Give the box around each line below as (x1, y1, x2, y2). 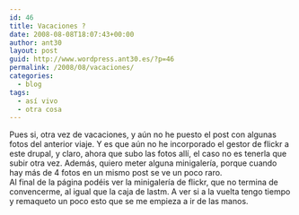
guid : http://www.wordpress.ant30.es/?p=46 (9, 55, 175, 64)
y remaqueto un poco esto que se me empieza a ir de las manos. (9, 196, 249, 207)
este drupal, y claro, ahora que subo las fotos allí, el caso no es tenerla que (9, 149, 287, 159)
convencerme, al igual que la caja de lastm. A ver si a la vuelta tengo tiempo (9, 186, 291, 197)
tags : (9, 88, 30, 97)
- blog (17, 80, 42, 89)
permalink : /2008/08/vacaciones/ (9, 64, 135, 73)
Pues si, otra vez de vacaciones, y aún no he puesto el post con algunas (9, 129, 277, 140)
